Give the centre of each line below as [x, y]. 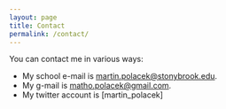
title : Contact [37, 26]
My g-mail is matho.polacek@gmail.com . [97, 86]
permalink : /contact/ [49, 34]
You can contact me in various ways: [76, 59]
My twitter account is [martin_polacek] [93, 95]
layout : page [33, 17]
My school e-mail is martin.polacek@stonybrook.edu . [120, 76]
